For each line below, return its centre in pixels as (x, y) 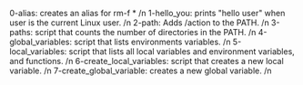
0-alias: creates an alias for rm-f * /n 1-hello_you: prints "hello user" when (147, 13)
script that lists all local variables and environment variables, (182, 52)
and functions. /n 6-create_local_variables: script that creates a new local (146, 61)
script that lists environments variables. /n (152, 42)
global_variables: (41, 42)
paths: (21, 32)
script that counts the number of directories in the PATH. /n (146, 32)
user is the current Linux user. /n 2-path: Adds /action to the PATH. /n (140, 23)
